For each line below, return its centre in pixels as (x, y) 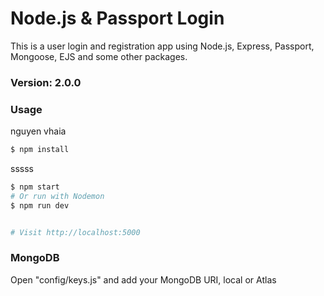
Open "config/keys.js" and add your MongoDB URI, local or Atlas (143, 279)
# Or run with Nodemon (57, 196)
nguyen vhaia (38, 131)
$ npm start (35, 187)
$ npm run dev (40, 205)
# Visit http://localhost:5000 (75, 232)
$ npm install (40, 150)
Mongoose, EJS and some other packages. (99, 56)
